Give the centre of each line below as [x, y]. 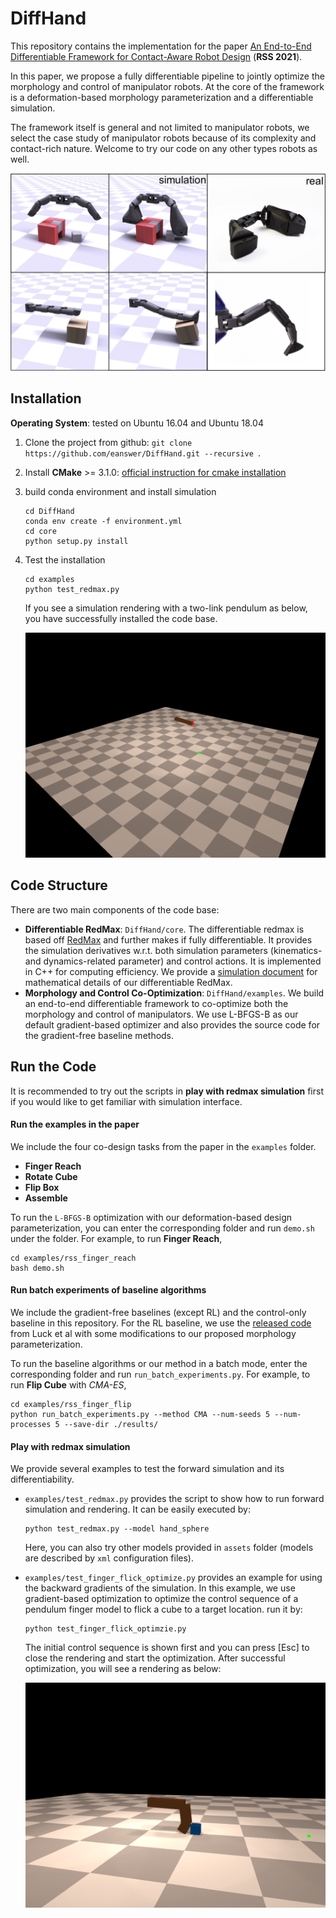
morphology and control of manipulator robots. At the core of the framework [167, 86]
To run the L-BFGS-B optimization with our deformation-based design [151, 1217]
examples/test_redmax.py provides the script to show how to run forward [174, 1499]
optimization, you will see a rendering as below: [123, 1669]
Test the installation [65, 559]
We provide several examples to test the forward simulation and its [147, 1469]
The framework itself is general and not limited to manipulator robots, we [160, 127]
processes [31, 1424]
